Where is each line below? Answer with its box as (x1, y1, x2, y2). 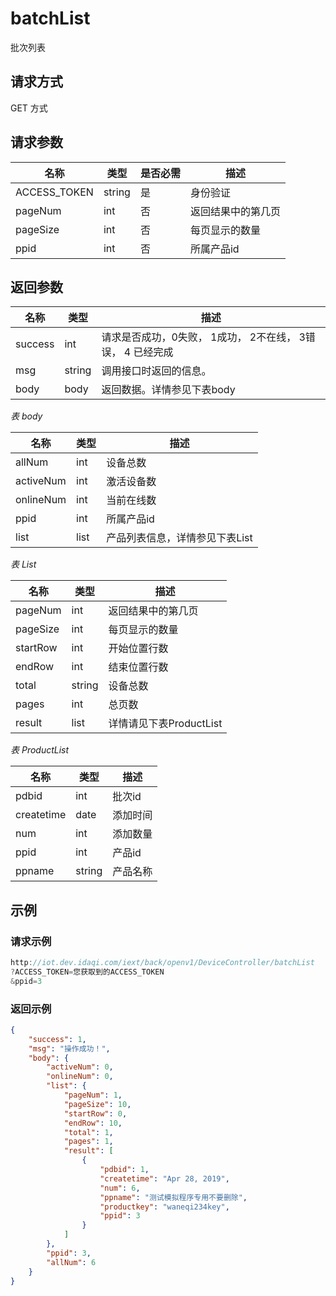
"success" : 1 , (28, 1034, 87, 1044)
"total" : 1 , (63, 1127, 114, 1137)
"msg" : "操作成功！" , (28, 1043, 111, 1054)
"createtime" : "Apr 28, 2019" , (99, 1173, 230, 1184)
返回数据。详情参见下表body (101, 383, 236, 397)
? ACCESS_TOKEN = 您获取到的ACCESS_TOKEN (10, 967, 165, 977)
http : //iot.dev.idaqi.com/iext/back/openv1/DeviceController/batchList (10, 958, 315, 968)
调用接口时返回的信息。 (101, 364, 212, 378)
